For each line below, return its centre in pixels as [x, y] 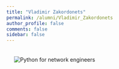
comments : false [27, 29]
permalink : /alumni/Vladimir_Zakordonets [60, 18]
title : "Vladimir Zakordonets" [46, 12]
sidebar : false [26, 35]
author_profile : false [35, 23]
